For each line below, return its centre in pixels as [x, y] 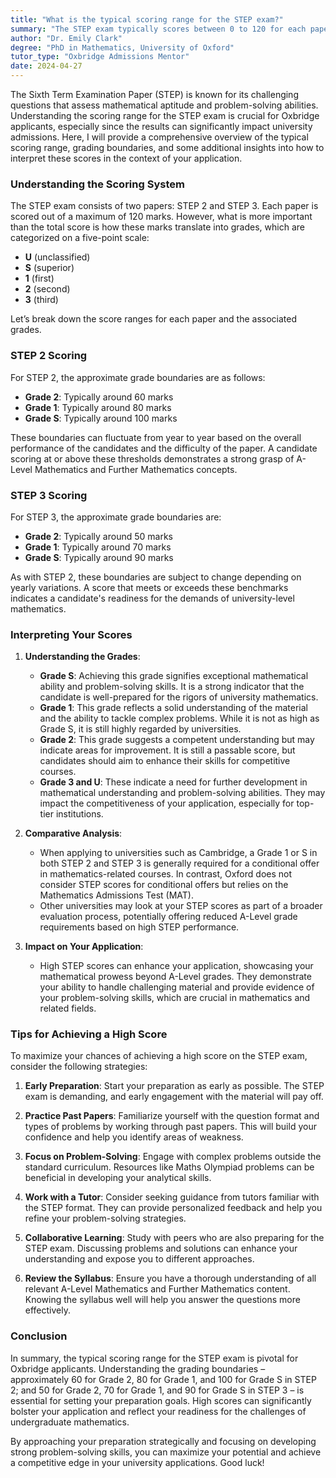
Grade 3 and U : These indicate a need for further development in [173, 782]
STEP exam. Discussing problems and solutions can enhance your [161, 1248]
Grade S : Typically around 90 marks [99, 557]
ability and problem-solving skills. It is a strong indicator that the [172, 687]
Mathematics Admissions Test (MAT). [117, 895]
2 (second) [47, 289]
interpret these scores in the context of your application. [126, 158]
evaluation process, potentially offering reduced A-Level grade [168, 917]
